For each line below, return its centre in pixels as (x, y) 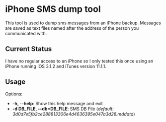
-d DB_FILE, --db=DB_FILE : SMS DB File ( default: (63, 109)
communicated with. (26, 33)
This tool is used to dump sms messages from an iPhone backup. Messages (83, 23)
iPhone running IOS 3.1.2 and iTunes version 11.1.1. (56, 66)
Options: (14, 94)
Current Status (29, 49)
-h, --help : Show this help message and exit (57, 103)
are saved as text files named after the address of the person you (72, 28)
